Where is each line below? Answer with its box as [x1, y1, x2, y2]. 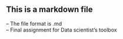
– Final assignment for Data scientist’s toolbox [6, 26, 117, 33]
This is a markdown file [6, 5, 93, 15]
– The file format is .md [6, 20, 62, 27]
